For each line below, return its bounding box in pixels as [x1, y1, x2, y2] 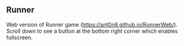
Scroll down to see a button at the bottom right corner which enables [6, 27, 178, 34]
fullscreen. [6, 33, 33, 41]
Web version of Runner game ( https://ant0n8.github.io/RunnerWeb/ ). [6, 21, 178, 28]
